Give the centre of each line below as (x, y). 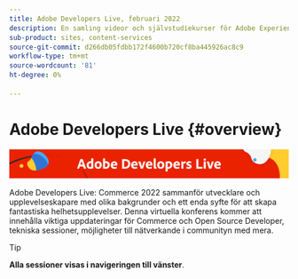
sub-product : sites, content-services (81, 37)
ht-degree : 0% (35, 76)
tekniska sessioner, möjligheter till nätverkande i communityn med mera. (141, 230)
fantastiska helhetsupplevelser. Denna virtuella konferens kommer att (136, 211)
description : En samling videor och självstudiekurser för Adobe (132, 28)
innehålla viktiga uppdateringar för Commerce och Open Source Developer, (147, 221)
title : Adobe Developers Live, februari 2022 (94, 19)
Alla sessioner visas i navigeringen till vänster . (97, 265)
